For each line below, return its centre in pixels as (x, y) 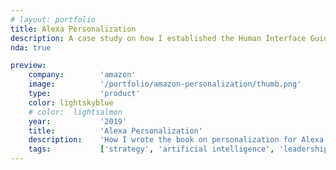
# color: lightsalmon (75, 112)
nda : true (31, 47)
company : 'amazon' (82, 75)
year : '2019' (78, 121)
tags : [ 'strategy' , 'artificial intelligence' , (151, 149)
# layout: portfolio (53, 19)
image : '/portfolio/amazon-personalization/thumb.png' (165, 84)
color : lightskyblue (71, 102)
